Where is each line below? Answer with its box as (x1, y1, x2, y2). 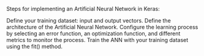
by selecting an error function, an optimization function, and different (6, 30, 181, 37)
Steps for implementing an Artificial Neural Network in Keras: (6, 5, 161, 12)
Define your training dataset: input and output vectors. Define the (6, 17, 172, 24)
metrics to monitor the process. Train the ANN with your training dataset (6, 37, 189, 43)
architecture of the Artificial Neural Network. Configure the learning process (6, 24, 198, 30)
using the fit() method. (6, 43, 63, 50)
